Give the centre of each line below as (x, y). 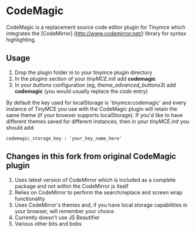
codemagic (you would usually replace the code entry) (81, 91)
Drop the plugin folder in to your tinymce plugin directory (83, 72)
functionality (30, 198)
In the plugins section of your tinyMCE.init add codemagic (85, 78)
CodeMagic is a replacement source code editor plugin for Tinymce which (96, 27)
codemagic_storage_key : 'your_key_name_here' (64, 138)
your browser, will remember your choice (64, 211)
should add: (21, 127)
